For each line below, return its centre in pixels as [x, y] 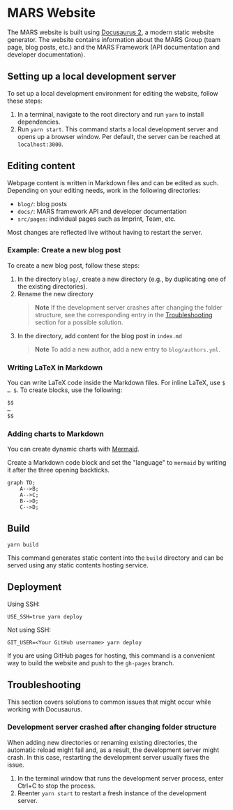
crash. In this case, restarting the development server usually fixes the [108, 757]
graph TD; [22, 483]
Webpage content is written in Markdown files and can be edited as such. [113, 182]
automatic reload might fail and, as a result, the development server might [113, 750]
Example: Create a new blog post [64, 250]
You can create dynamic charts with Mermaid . [73, 449]
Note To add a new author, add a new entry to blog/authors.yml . [128, 349]
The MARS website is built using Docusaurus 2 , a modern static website [111, 32]
